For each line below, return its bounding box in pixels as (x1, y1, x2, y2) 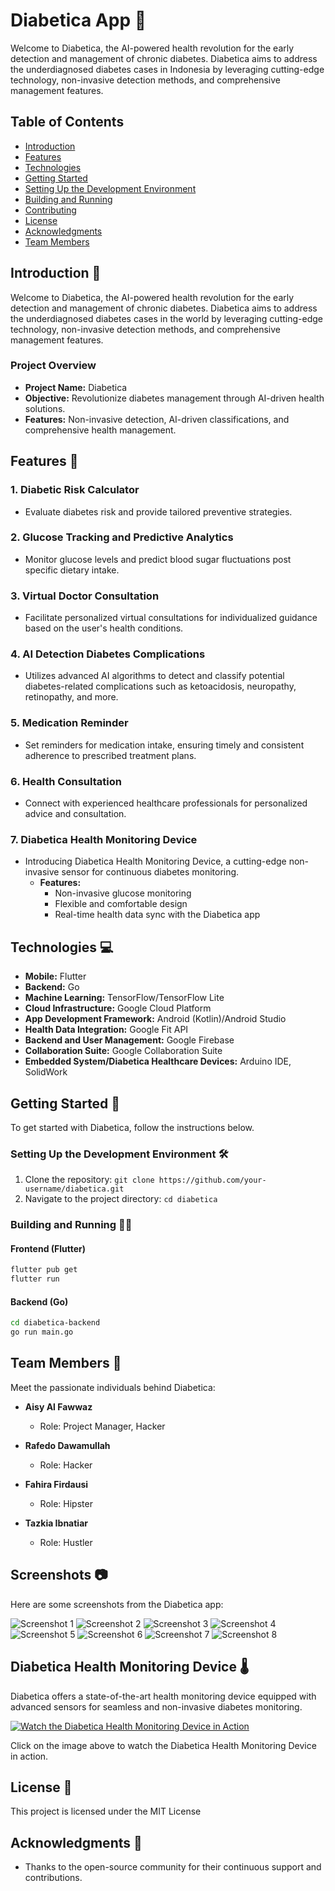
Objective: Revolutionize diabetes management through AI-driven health (24, 392, 325, 404)
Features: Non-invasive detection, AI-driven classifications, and (24, 413, 290, 425)
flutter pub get (10, 1265, 78, 1275)
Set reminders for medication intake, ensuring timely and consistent (24, 739, 305, 751)
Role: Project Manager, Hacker (39, 1420, 166, 1432)
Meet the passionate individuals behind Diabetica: (10, 1381, 216, 1393)
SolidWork (24, 1066, 68, 1078)
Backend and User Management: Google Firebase (24, 1034, 235, 1046)
